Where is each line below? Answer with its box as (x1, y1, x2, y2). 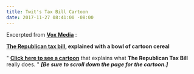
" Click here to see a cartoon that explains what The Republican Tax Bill (6, 54, 189, 61)
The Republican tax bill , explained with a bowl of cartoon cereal (6, 43, 170, 50)
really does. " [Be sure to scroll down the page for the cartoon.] (6, 61, 168, 68)
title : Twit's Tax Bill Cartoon (6, 8, 88, 15)
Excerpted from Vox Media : (6, 31, 77, 38)
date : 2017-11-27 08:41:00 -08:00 (6, 14, 94, 20)
